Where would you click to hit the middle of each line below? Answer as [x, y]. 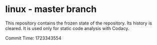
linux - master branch [51, 9]
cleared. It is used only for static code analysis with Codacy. [67, 28]
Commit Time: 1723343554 [33, 38]
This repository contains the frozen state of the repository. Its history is [78, 23]
